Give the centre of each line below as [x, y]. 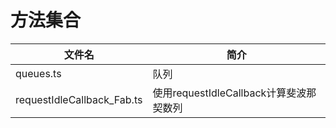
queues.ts [38, 73]
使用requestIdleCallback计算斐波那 [234, 93]
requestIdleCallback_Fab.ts [79, 99]
